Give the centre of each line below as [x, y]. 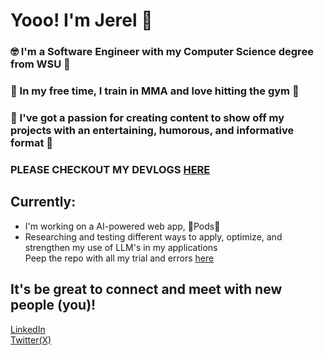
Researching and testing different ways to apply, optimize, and [153, 236]
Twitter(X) [31, 340]
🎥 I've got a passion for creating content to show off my [147, 117]
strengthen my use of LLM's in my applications [121, 247]
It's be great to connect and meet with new [146, 289]
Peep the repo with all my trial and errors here [119, 258]
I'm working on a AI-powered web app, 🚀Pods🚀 [122, 226]
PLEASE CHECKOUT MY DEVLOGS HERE [110, 169]
